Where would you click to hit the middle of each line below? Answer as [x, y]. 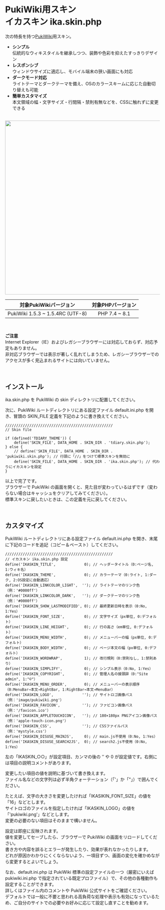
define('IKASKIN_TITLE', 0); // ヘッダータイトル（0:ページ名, [79, 564]
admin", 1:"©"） [21, 679]
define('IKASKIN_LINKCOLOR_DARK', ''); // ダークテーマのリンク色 [72, 596]
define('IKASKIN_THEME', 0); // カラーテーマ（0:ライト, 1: [77, 575]
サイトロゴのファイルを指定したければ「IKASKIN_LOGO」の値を [70, 808]
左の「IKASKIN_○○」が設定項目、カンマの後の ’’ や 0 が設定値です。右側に [81, 756]
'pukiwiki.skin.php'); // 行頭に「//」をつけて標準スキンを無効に [68, 456]
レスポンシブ [25, 65]
